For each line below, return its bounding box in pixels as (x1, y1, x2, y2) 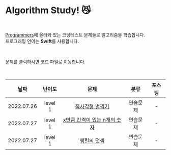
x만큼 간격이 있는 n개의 (63, 116, 116, 123)
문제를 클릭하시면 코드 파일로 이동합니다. (5, 58, 85, 65)
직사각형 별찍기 (75, 103, 109, 110)
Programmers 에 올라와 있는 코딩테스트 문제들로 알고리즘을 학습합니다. (5, 31, 146, 37)
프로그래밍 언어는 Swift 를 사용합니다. (5, 38, 79, 44)
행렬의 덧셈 (79, 137, 105, 144)
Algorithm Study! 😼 (5, 5, 91, 16)
